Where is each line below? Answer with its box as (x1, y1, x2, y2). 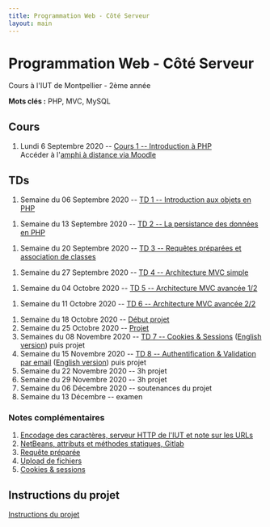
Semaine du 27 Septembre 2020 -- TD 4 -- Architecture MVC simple (19, 268, 249, 277)
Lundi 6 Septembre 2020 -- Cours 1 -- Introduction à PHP (19, 141, 213, 151)
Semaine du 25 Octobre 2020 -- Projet (19, 323, 150, 333)
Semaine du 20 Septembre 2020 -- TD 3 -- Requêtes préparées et (19, 243, 242, 253)
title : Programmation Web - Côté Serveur (8, 11, 150, 20)
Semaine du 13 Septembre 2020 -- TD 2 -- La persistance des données (19, 219, 259, 229)
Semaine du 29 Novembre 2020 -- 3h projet (19, 375, 167, 385)
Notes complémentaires (8, 411, 105, 423)
